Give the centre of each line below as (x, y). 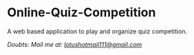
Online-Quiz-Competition (82, 13)
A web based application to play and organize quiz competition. (97, 31)
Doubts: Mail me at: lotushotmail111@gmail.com (75, 44)
